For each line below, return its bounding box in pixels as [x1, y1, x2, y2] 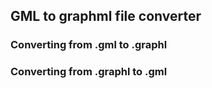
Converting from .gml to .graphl [10, 38, 168, 52]
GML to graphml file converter [10, 8, 202, 25]
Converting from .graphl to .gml [10, 65, 168, 79]
